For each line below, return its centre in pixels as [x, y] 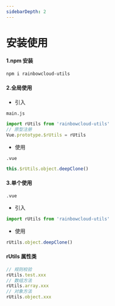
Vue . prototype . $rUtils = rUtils [46, 135]
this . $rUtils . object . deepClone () [47, 169]
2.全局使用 [19, 88]
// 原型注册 [19, 129]
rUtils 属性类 [21, 257]
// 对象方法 [19, 292]
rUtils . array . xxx [28, 286]
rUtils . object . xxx [29, 297]
